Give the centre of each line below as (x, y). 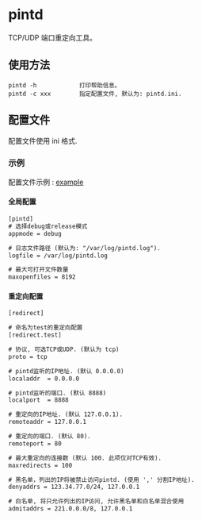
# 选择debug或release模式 (48, 226)
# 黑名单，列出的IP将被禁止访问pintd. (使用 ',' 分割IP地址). (102, 480)
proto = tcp (28, 356)
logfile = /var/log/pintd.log (58, 256)
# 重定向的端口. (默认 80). (50, 437)
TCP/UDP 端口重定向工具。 (53, 37)
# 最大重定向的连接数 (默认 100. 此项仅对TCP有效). (85, 458)
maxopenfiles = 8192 (42, 277)
